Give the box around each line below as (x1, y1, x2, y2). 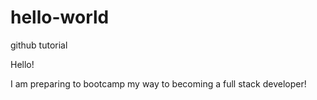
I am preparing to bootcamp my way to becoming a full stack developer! (10, 77, 307, 90)
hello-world (10, 6, 110, 29)
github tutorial (10, 39, 68, 51)
